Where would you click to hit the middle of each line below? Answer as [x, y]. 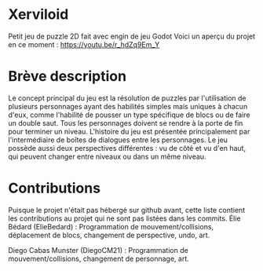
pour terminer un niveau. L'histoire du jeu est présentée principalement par [129, 131]
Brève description [68, 77]
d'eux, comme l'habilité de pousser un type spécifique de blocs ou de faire [129, 115]
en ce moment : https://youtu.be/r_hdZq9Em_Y [84, 44]
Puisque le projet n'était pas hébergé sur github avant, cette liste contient [127, 210]
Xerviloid [38, 15]
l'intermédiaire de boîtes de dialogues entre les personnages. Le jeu [118, 140]
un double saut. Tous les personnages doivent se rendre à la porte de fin [126, 123]
